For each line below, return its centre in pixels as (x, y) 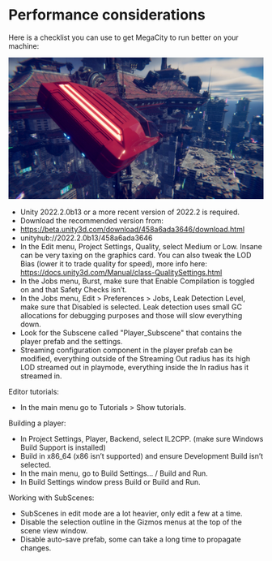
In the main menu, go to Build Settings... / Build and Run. (114, 473)
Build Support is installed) (63, 447)
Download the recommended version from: (92, 220)
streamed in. (41, 376)
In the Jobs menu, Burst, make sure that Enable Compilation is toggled (137, 281)
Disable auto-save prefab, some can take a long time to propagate (130, 539)
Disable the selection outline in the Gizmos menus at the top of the (131, 522)
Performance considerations (107, 15)
